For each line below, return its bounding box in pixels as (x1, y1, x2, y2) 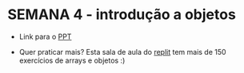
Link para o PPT (18, 32, 72, 41)
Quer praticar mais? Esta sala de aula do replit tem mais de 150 (18, 47, 226, 56)
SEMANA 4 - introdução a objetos (7, 6, 237, 24)
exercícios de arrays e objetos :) (18, 56, 126, 65)
